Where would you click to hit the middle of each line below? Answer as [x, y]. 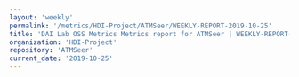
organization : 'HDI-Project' [63, 42]
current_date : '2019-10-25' [61, 58]
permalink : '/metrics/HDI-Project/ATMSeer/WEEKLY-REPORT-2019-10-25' [141, 26]
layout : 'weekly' [41, 17]
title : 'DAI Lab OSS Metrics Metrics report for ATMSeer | [121, 34]
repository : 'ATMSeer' [51, 50]
